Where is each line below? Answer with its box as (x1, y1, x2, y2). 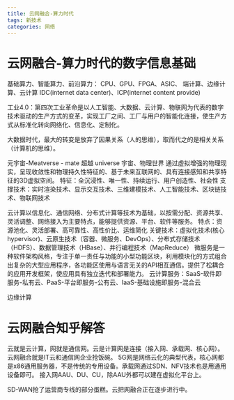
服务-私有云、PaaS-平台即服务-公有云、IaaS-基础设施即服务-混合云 (7, 278, 201, 286)
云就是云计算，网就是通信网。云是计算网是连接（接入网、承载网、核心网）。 (7, 344, 224, 353)
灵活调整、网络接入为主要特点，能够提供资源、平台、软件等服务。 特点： (7, 217, 217, 226)
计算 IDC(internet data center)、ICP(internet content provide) (25, 89, 201, 97)
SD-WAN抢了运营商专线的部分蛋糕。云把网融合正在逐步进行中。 (7, 385, 192, 394)
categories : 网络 (7, 23, 56, 30)
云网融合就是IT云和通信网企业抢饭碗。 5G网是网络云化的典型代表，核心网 (7, 353, 218, 362)
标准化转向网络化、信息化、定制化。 (19, 121, 123, 129)
